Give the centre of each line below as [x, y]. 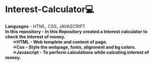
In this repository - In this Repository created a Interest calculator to [76, 31]
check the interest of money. [35, 37]
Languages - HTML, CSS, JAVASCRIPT [45, 26]
